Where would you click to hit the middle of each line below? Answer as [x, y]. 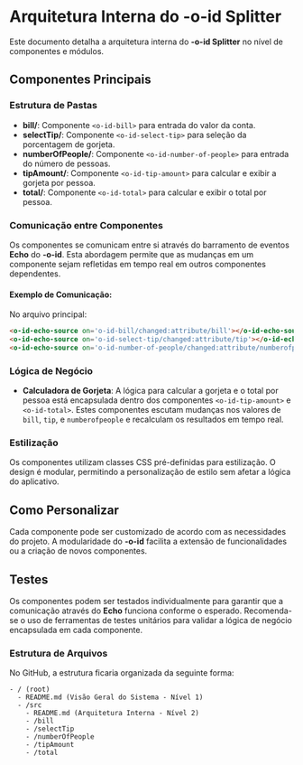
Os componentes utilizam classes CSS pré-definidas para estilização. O [143, 462]
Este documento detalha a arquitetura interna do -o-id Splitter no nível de [147, 42]
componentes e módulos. [57, 51]
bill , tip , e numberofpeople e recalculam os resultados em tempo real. [153, 420]
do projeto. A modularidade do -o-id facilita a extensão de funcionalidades [148, 541]
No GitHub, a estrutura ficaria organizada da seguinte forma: [122, 673]
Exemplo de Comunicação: [61, 294]
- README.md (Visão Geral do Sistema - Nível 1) [110, 697]
